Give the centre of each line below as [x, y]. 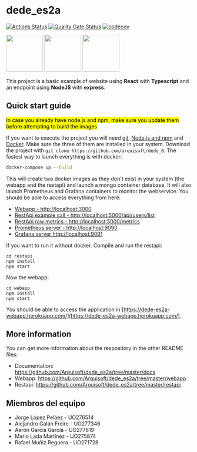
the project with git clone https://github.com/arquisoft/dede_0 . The [91, 150]
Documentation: [34, 366]
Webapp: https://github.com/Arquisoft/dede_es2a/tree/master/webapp [100, 378]
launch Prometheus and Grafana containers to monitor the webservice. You [97, 191]
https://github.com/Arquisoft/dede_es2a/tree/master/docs [85, 372]
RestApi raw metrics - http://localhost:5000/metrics [77, 221]
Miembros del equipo [46, 403]
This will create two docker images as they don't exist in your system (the [95, 179]
